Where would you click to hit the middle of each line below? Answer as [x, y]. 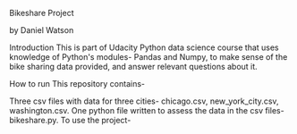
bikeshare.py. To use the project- [70, 120]
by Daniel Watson [42, 30]
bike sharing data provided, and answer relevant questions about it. [133, 67]
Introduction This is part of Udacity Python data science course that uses [144, 47]
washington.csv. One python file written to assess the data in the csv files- [147, 110]
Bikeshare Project [42, 13]
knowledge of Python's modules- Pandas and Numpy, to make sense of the [148, 57]
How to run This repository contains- [77, 84]
